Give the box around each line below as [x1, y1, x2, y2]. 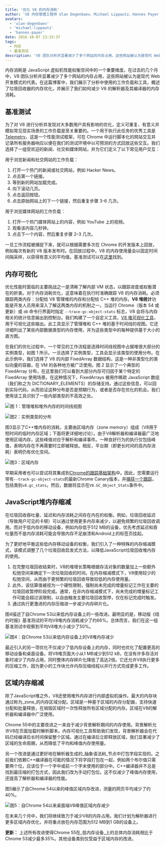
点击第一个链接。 [12, 173, 47, 179]
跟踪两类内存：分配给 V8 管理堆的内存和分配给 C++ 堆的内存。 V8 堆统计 [5, 296, 152, 302]
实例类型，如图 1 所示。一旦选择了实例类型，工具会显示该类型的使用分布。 [5, 350, 156, 355]
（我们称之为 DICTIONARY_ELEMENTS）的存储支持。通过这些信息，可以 [5, 380, 153, 386]
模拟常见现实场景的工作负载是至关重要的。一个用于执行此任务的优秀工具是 [5, 128, 156, 134]
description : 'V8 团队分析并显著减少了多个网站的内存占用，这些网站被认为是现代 [5, 53, 152, 58]
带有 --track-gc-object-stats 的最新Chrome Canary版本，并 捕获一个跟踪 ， [5, 476, 157, 482]
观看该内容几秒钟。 [12, 225, 52, 231]
